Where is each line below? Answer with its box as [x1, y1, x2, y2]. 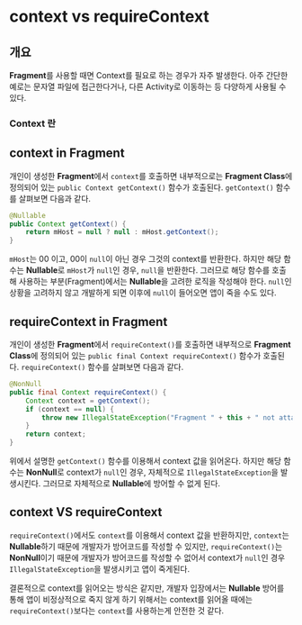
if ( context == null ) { [25, 404, 115, 413]
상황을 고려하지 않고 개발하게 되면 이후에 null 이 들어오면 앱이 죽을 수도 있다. [9, 287, 277, 298]
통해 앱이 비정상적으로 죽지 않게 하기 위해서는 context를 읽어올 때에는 [9, 593, 253, 604]
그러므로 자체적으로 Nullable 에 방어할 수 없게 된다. [42, 478, 221, 489]
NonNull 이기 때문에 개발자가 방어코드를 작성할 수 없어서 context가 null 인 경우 [9, 552, 286, 563]
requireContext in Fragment [9, 313, 168, 330]
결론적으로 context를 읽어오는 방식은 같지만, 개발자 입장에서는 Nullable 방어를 [9, 583, 285, 593]
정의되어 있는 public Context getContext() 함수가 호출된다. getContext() [9, 182, 274, 193]
